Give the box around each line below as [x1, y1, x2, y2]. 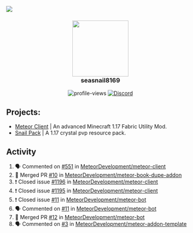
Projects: [6, 107, 41, 117]
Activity [6, 146, 37, 157]
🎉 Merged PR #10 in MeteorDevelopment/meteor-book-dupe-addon [14, 171, 182, 179]
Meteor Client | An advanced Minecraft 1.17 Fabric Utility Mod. [14, 123, 167, 130]
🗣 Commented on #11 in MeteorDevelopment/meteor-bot [14, 205, 157, 212]
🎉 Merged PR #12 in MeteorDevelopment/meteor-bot [14, 213, 145, 220]
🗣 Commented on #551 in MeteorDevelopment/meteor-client [14, 163, 166, 170]
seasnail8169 [80, 76, 121, 84]
